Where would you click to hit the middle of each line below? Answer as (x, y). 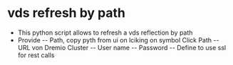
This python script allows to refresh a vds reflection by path (105, 32)
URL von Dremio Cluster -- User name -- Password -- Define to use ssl (122, 47)
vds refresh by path (67, 13)
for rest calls (36, 55)
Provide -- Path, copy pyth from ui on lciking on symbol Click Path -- (118, 40)
